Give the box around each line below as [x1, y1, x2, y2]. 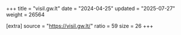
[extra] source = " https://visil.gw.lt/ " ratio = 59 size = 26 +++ [6, 23, 154, 29]
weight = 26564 [6, 11, 45, 18]
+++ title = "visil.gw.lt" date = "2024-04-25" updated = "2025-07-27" [6, 5, 175, 12]
